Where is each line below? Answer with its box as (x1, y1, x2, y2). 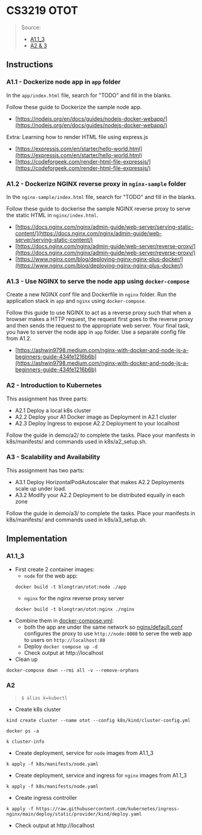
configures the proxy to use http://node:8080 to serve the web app (24, 629, 192, 637)
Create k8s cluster (15, 705, 62, 713)
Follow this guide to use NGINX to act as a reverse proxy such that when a (6, 309, 192, 316)
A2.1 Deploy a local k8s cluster (15, 407, 92, 414)
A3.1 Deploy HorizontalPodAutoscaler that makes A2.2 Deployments (15, 478, 184, 485)
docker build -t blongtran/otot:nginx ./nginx (15, 606, 135, 612)
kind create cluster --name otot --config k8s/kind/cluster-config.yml (6, 717, 191, 723)
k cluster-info (6, 739, 45, 745)
